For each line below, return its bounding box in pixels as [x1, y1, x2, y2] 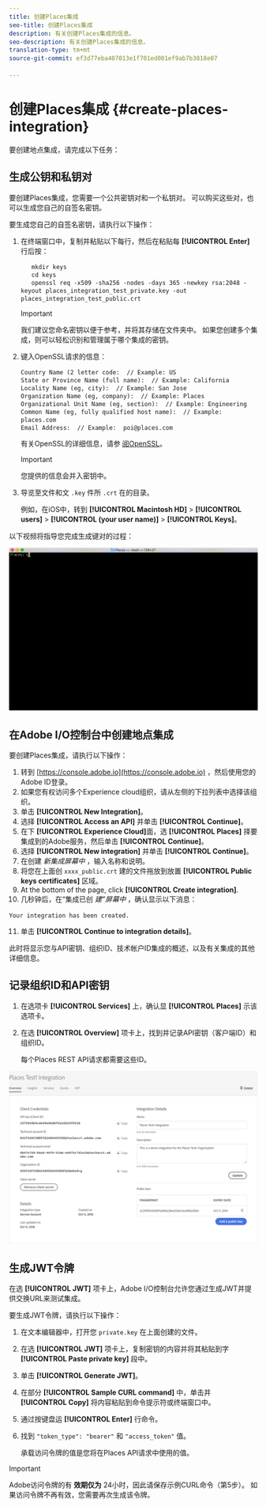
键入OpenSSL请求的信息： [20, 351, 107, 361]
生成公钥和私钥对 [9, 170, 92, 184]
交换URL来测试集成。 [15, 1294, 85, 1304]
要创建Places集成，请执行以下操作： [9, 750, 128, 760]
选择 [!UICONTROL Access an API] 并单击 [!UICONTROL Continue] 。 [20, 817, 248, 826]
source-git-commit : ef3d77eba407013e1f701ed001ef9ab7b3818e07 [9, 55, 218, 63]
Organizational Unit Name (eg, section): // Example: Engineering [20, 400, 247, 408]
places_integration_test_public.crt [20, 294, 141, 302]
